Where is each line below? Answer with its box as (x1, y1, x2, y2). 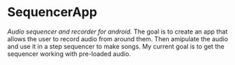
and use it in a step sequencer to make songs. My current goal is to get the (7, 42, 225, 50)
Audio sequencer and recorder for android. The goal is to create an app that (7, 27, 228, 36)
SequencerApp (7, 4, 97, 20)
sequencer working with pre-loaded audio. (7, 50, 132, 58)
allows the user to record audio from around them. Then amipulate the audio (7, 34, 229, 43)
